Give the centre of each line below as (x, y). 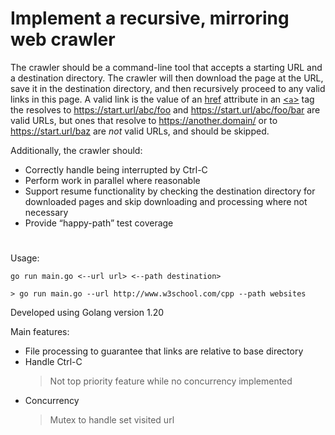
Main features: (40, 332)
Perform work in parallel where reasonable (112, 180)
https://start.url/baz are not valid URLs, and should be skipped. (140, 131)
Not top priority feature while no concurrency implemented (171, 381)
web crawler (63, 39)
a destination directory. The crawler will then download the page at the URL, (167, 78)
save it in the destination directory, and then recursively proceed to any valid (168, 88)
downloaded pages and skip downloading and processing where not (166, 201)
